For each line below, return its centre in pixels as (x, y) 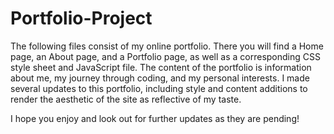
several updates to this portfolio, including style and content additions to (159, 88)
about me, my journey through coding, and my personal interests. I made (160, 78)
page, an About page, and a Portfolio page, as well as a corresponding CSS (165, 56)
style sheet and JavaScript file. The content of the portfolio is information (161, 67)
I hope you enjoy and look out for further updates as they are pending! (155, 118)
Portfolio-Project (81, 18)
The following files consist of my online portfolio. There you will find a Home (167, 46)
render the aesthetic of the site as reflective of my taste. (126, 99)
